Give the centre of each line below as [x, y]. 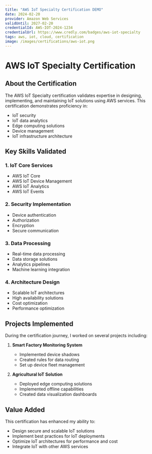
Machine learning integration [41, 270]
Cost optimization [30, 303]
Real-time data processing [38, 254]
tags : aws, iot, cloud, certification [44, 37]
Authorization [26, 220]
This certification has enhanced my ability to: [50, 421]
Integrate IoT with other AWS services [50, 446]
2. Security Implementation [38, 204]
